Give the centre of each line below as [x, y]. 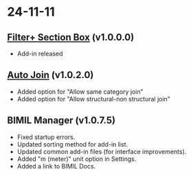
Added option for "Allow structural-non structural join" [93, 99]
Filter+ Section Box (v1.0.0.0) [71, 37]
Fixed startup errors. [46, 137]
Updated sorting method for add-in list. [72, 144]
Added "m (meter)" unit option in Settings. [77, 159]
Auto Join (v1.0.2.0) [50, 75]
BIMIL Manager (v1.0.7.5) [61, 121]
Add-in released [40, 53]
